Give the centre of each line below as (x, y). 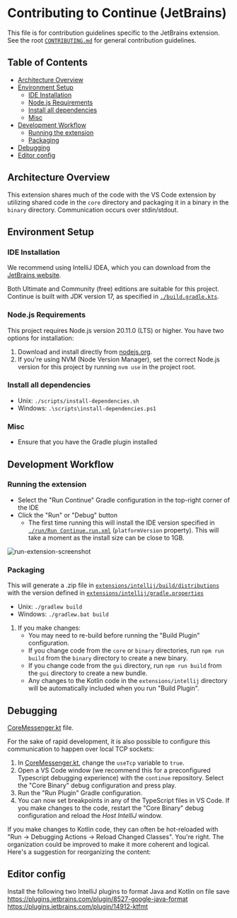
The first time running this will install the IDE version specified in (121, 523)
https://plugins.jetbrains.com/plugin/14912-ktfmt (78, 906)
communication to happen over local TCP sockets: (81, 749)
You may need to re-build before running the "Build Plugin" (114, 635)
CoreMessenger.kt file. (41, 727)
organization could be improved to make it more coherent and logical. (109, 844)
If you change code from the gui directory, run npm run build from (125, 666)
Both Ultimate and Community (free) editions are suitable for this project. (113, 289)
